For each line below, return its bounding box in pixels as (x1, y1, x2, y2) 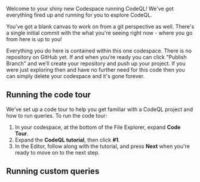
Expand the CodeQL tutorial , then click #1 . (14, 136, 121, 143)
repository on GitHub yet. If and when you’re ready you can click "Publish (6, 54, 187, 60)
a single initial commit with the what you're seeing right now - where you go (6, 29, 193, 36)
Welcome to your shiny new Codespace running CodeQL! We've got (6, 5, 174, 12)
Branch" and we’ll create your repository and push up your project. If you (6, 60, 186, 67)
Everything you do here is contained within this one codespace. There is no (6, 47, 192, 54)
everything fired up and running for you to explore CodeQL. (6, 11, 152, 18)
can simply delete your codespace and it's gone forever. (6, 73, 145, 79)
